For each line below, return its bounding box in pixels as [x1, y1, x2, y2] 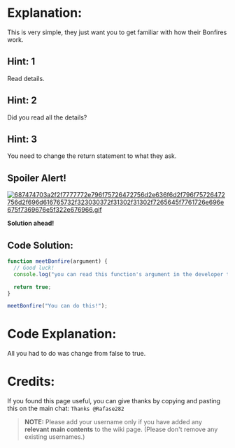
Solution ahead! [7, 219, 55, 228]
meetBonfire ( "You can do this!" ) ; [7, 303, 108, 310]
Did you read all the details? [7, 113, 87, 122]
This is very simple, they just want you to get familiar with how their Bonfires [7, 28, 227, 36]
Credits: [7, 374, 55, 389]
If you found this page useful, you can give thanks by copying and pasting [7, 397, 221, 405]
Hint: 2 [7, 94, 37, 106]
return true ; [13, 283, 52, 291]
